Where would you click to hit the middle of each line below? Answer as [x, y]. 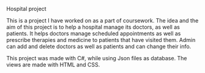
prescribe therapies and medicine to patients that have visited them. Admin [101, 40]
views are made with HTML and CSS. [53, 64]
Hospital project [27, 9]
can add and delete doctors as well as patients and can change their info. [99, 46]
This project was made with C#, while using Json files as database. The [97, 58]
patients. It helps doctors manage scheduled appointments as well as [94, 33]
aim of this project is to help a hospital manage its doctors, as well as [93, 27]
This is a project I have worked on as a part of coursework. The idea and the [102, 20]
